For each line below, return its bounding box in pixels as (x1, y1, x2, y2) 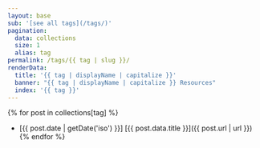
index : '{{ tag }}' (14, 86, 80, 94)
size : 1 (14, 42, 41, 50)
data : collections (14, 34, 77, 42)
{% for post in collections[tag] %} (7, 108, 119, 118)
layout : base (7, 11, 51, 20)
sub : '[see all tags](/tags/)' (7, 19, 112, 27)
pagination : (7, 26, 47, 34)
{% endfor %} (18, 132, 66, 142)
